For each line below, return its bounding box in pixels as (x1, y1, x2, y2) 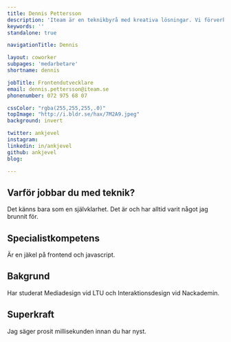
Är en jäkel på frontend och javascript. (7, 250, 115, 259)
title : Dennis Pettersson (7, 10, 81, 17)
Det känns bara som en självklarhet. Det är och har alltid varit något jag (7, 205, 208, 213)
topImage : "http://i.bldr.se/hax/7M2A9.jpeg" (7, 111, 140, 118)
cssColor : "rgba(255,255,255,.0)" (7, 105, 107, 111)
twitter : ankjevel (7, 130, 60, 137)
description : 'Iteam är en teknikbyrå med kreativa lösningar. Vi (7, 17, 201, 23)
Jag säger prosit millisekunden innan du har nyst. (7, 327, 146, 335)
